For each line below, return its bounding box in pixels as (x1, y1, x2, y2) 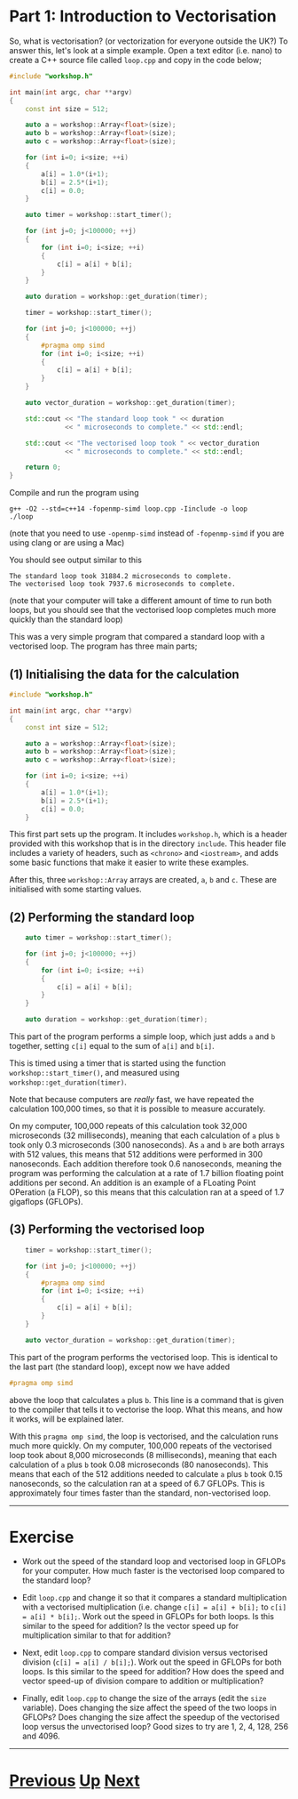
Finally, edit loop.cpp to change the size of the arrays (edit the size (21, 1693, 267, 1704)
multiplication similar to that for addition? (21, 1630, 171, 1641)
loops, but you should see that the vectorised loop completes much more (9, 605, 277, 616)
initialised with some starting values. (9, 883, 142, 895)
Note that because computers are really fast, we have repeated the (9, 1094, 255, 1105)
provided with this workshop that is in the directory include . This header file (9, 838, 286, 849)
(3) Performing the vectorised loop (9, 1222, 206, 1238)
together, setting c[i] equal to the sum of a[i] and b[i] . (9, 1041, 215, 1052)
